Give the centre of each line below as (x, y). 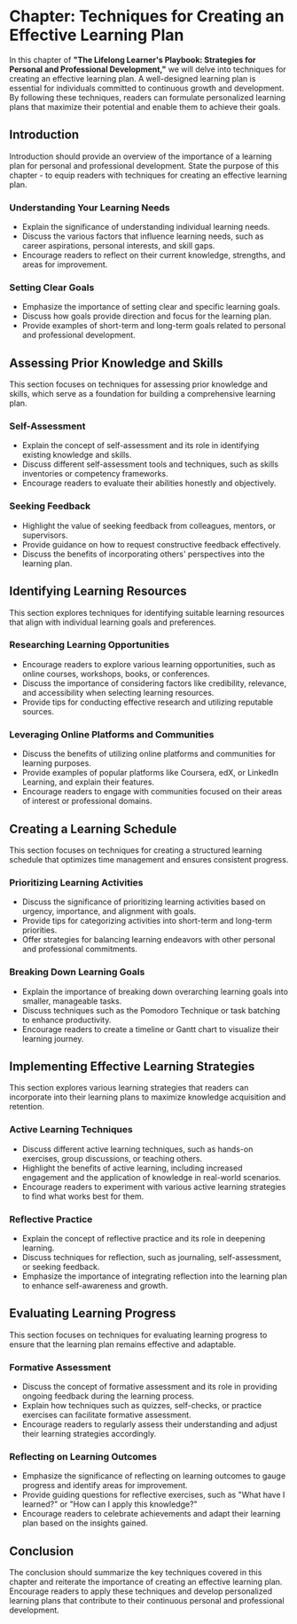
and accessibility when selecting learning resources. (118, 692)
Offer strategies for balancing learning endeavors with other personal (148, 940)
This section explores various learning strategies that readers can (129, 1088)
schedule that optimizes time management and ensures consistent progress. (149, 859)
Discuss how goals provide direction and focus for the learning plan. (147, 316)
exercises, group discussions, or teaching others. (112, 1158)
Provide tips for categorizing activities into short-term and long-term (147, 921)
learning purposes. (56, 763)
